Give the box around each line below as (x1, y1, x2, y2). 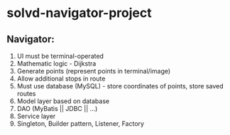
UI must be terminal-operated (16, 52, 104, 60)
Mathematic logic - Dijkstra (16, 59, 97, 68)
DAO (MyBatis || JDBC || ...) (16, 105, 98, 112)
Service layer (16, 112, 56, 120)
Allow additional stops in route (16, 74, 106, 83)
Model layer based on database (16, 97, 110, 105)
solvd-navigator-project (6, 5, 152, 21)
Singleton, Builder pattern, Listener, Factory (16, 119, 145, 128)
